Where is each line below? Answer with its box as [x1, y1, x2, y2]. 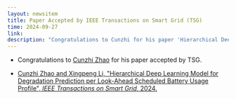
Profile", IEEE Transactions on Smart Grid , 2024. [17, 84, 158, 93]
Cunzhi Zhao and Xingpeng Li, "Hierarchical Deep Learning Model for [17, 70, 219, 78]
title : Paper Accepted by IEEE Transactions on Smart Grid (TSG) [7, 17, 202, 24]
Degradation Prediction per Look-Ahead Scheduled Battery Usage [17, 77, 209, 85]
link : [7, 29, 23, 37]
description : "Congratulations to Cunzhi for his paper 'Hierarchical [7, 37, 218, 44]
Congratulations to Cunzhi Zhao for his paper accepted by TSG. [17, 55, 202, 64]
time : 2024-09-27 [7, 23, 58, 30]
